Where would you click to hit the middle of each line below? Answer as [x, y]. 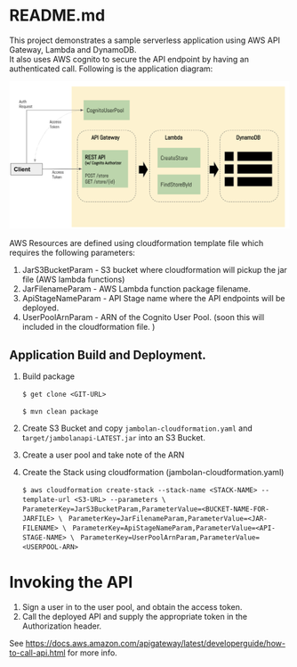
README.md [57, 16]
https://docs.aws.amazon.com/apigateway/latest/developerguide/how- [156, 643]
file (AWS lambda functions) [73, 280]
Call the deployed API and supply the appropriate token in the [135, 616]
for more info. [92, 653]
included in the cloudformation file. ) [88, 327]
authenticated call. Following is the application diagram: [111, 69]
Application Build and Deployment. [108, 354]
